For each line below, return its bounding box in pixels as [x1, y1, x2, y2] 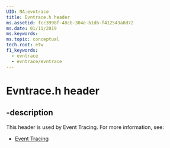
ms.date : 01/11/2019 [6, 25, 57, 32]
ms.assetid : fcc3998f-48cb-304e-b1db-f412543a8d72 [6, 20, 134, 26]
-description [6, 108, 53, 118]
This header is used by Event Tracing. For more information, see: [6, 123, 165, 131]
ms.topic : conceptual [6, 36, 60, 42]
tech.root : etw [6, 42, 44, 48]
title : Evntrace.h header [6, 14, 70, 20]
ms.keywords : [6, 31, 39, 37]
